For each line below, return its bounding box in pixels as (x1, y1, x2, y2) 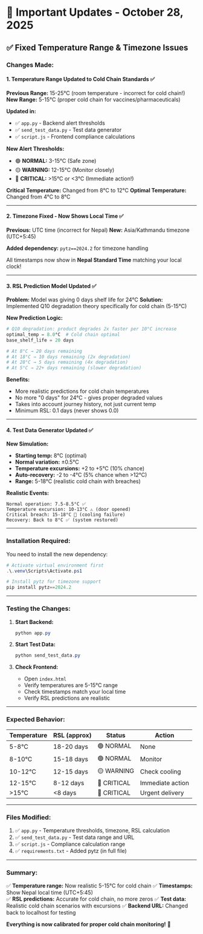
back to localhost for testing (6, 909, 76, 916)
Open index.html (24, 675, 66, 683)
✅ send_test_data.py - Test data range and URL (14, 834, 135, 841)
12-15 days (53, 768, 89, 776)
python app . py (14, 630, 51, 636)
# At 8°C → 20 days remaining (6, 348, 83, 354)
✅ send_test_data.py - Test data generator (14, 126, 122, 133)
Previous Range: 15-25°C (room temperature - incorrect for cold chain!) (6, 89, 185, 96)
